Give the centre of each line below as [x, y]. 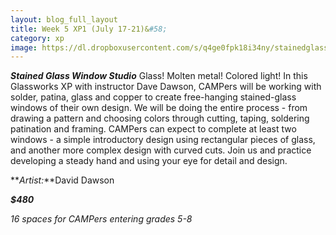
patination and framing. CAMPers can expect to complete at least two [153, 129]
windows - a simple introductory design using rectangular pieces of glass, [163, 140]
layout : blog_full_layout [64, 19]
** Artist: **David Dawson [62, 180]
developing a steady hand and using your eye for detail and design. [149, 161]
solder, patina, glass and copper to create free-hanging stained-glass [153, 97]
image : [24, 47]
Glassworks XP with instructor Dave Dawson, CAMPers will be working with [166, 87]
